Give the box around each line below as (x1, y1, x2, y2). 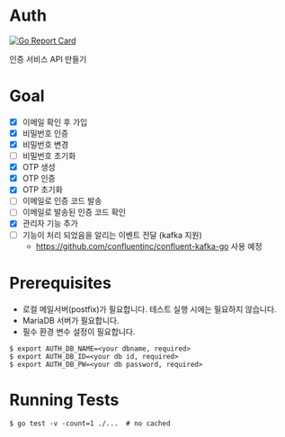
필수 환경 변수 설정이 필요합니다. (22, 326, 136, 337)
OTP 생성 (22, 162, 56, 173)
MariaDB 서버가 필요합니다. (22, 315, 120, 326)
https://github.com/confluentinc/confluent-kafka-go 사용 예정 (35, 240, 263, 252)
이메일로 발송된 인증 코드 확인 (22, 207, 126, 218)
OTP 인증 (22, 173, 56, 184)
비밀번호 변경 (22, 139, 69, 149)
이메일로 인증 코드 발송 (22, 195, 102, 207)
